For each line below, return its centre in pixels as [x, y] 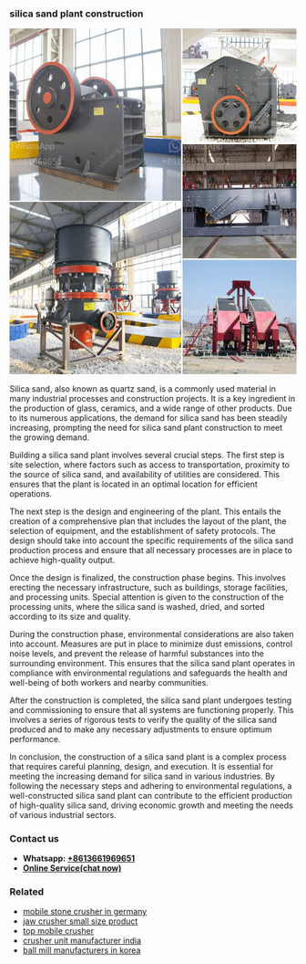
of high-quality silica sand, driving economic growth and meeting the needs [151, 805]
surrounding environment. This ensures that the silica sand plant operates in [153, 663]
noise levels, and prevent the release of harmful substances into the [137, 653]
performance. [35, 739]
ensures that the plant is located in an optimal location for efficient [133, 484]
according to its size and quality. [70, 616]
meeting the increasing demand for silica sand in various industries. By [143, 776]
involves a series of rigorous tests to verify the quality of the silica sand [143, 719]
